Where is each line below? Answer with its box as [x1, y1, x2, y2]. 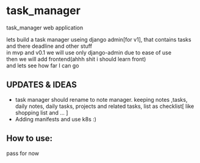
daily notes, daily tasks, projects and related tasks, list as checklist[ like [15, 102, 195, 110]
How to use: [6, 133, 53, 144]
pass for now [6, 150, 40, 157]
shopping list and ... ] [15, 108, 68, 116]
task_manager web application [6, 24, 84, 31]
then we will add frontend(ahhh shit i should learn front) [6, 55, 146, 63]
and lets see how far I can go [6, 62, 79, 69]
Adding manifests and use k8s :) [15, 115, 96, 123]
